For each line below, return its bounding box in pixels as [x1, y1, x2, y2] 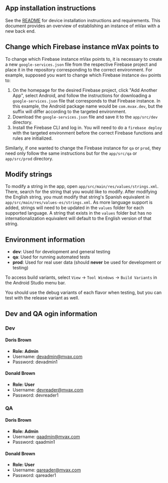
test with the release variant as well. [5, 295, 79, 301]
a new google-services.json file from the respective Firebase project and [5, 61, 157, 67]
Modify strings [5, 170, 53, 179]
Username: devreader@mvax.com [12, 387, 84, 393]
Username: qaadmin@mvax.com [12, 434, 80, 440]
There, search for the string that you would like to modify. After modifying [5, 188, 157, 195]
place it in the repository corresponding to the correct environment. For [5, 66, 153, 72]
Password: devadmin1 [12, 359, 58, 365]
